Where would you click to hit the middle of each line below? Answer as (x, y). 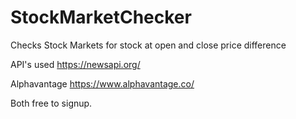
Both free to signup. (51, 103)
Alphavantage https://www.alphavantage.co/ (102, 83)
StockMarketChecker (101, 17)
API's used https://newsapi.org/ (75, 64)
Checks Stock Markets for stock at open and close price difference (148, 45)
